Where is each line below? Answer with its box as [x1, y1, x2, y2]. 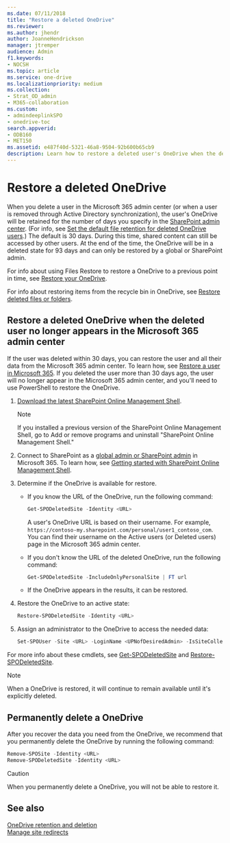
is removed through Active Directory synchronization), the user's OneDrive [7, 210, 218, 218]
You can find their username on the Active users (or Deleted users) [27, 532, 217, 541]
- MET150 [7, 138, 32, 145]
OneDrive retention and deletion [7, 820, 97, 829]
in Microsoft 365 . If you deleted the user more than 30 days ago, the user [7, 368, 214, 377]
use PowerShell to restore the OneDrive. [7, 383, 120, 392]
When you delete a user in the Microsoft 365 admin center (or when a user [7, 202, 218, 211]
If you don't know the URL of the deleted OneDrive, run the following [27, 553, 221, 561]
